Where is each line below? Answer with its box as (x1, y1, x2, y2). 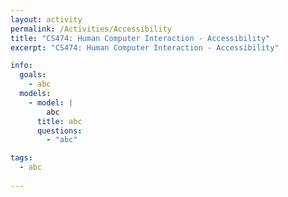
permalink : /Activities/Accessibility (10, 24, 172, 34)
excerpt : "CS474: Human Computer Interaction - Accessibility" (10, 42, 280, 53)
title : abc (36, 116, 83, 126)
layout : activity (10, 14, 83, 25)
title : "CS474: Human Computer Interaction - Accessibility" (10, 33, 271, 43)
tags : (10, 153, 33, 163)
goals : (19, 70, 47, 80)
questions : (36, 126, 83, 136)
